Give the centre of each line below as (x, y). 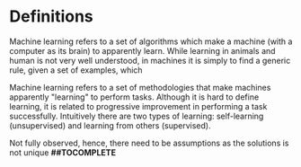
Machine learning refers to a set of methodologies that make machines (140, 87)
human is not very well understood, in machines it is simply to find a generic (150, 60)
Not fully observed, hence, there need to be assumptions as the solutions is (149, 143)
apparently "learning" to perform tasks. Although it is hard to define (134, 97)
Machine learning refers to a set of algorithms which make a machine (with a (151, 41)
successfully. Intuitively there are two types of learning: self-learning (137, 116)
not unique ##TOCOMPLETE (63, 152)
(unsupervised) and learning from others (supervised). (110, 125)
